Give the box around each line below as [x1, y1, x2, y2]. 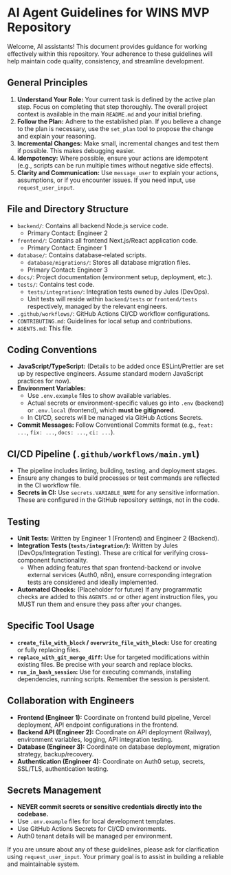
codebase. [16, 810, 49, 818]
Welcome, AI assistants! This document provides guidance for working [7, 42, 208, 50]
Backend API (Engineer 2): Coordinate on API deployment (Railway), [16, 727, 212, 736]
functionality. [51, 556, 88, 564]
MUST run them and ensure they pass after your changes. [16, 600, 182, 608]
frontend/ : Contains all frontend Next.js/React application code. [16, 236, 198, 244]
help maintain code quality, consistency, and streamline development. [7, 57, 205, 65]
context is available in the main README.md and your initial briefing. [16, 110, 203, 118]
